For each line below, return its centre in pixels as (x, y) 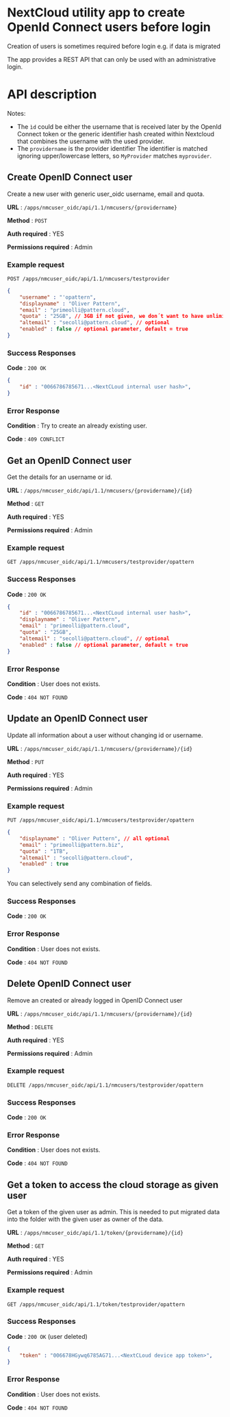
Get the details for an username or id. (60, 477)
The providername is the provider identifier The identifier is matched (112, 148)
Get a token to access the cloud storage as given (113, 1184)
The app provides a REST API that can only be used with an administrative (112, 59)
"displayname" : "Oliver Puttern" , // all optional (94, 838)
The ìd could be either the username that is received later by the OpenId (119, 126)
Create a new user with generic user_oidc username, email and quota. (106, 194)
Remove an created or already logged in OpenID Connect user (95, 1000)
